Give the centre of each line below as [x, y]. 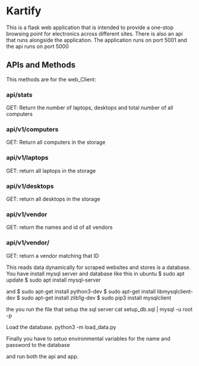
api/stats [19, 94]
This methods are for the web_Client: [51, 79]
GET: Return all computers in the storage [56, 142]
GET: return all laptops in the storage [51, 171]
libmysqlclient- [175, 291]
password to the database [38, 345]
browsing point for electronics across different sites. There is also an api [94, 33]
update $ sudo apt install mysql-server [53, 280]
